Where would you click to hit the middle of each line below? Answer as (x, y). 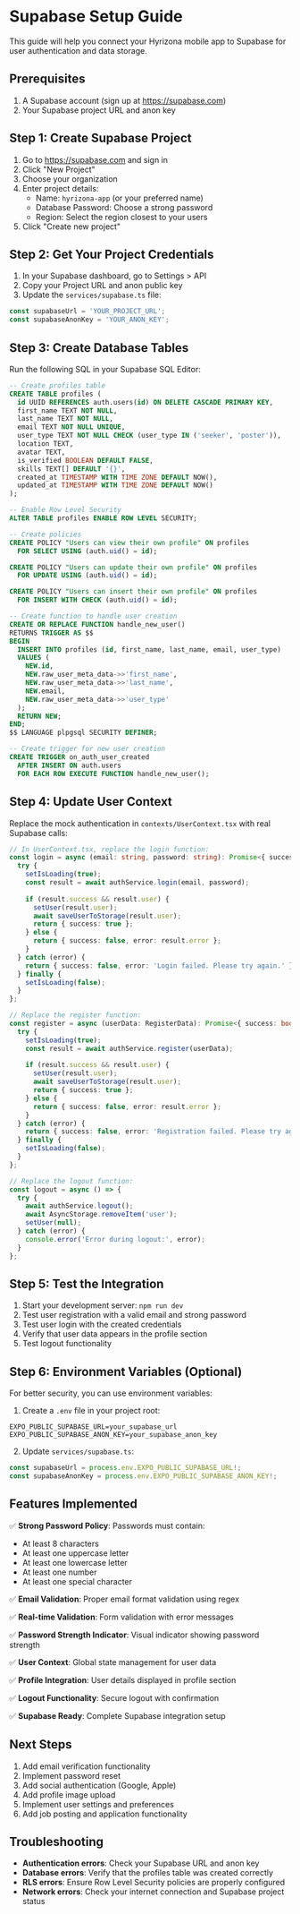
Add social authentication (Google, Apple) (99, 1785)
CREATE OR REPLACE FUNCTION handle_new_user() (97, 624)
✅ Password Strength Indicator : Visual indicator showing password (134, 1635)
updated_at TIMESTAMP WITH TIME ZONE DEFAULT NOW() (116, 485)
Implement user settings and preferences (98, 1804)
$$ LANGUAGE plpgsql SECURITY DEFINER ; (83, 733)
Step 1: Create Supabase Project (100, 138)
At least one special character (77, 1581)
